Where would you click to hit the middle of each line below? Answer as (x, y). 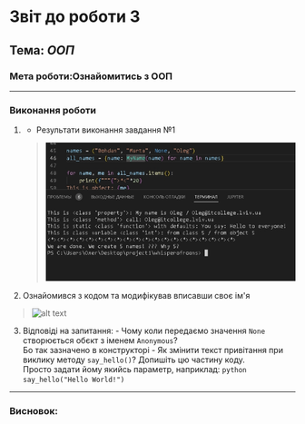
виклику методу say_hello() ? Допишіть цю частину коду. (133, 360)
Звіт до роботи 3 (75, 17)
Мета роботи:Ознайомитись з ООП (91, 76)
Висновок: (34, 411)
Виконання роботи (53, 110)
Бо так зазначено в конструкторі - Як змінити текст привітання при (153, 350)
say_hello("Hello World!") (74, 380)
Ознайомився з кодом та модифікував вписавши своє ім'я (136, 296)
